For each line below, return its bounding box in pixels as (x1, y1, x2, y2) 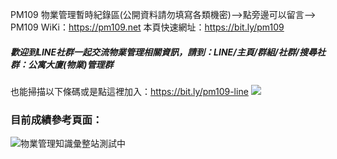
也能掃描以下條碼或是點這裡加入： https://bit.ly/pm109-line (10, 85, 249, 97)
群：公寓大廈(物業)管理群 (10, 58, 114, 70)
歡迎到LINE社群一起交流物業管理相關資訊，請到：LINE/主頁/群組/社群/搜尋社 (10, 46, 326, 58)
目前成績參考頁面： (10, 113, 103, 127)
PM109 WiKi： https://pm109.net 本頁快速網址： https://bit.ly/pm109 (10, 21, 285, 33)
